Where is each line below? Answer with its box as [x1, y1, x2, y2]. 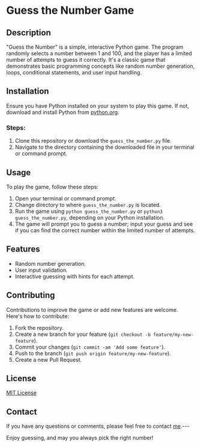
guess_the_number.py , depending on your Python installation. [14, 214, 165, 221]
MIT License [6, 389, 37, 397]
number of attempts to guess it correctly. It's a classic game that [6, 56, 166, 63]
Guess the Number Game [6, 4, 134, 17]
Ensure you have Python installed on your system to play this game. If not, [6, 102, 190, 109]
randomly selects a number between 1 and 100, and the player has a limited [6, 50, 192, 57]
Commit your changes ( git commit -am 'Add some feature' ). [14, 343, 166, 350]
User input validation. [14, 266, 68, 274]
